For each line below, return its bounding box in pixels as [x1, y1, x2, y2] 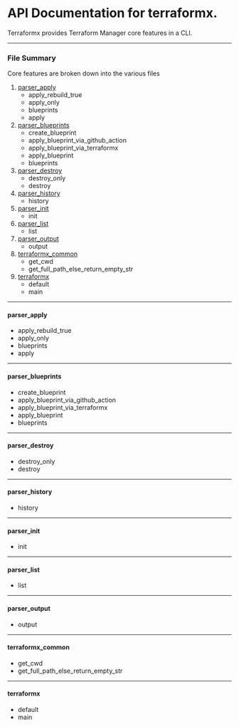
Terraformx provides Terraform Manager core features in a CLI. [7, 29, 193, 37]
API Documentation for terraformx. [7, 5, 218, 21]
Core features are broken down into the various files [7, 69, 160, 78]
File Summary [7, 53, 57, 63]
